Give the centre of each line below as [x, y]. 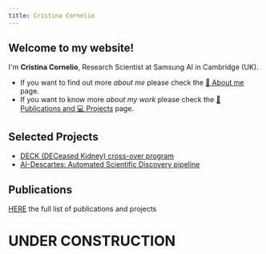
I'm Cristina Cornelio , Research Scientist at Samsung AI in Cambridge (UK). [133, 67]
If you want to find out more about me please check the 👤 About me [132, 83]
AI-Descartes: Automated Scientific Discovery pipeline [110, 165]
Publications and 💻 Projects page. [77, 109]
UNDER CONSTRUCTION [92, 241]
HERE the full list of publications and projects [83, 209]
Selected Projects [53, 137]
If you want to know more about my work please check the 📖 [120, 100]
